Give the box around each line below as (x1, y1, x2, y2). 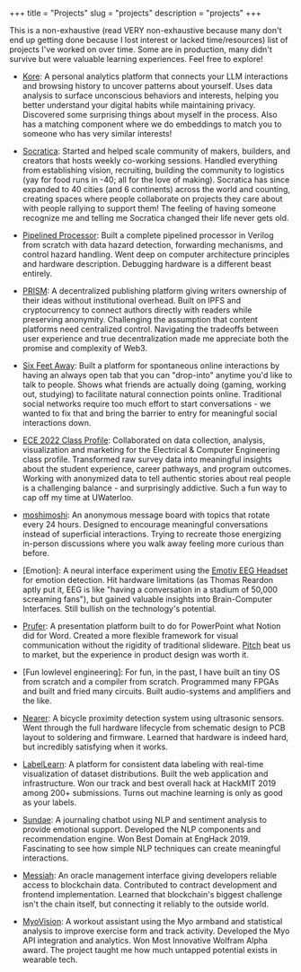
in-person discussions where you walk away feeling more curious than (22, 538, 285, 549)
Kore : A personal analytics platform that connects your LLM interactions (22, 71, 289, 82)
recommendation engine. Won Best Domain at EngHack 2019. (22, 834, 251, 844)
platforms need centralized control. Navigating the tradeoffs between (22, 323, 279, 334)
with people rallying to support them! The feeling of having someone (22, 203, 277, 214)
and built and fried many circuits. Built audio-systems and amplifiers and (22, 686, 291, 696)
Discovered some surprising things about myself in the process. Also (22, 110, 278, 119)
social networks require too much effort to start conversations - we (22, 399, 271, 409)
